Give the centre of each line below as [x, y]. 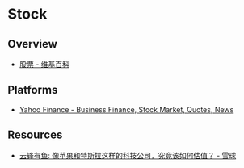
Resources [35, 135]
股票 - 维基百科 [44, 64]
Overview [33, 44]
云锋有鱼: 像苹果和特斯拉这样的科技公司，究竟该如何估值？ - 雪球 [128, 155]
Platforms [33, 90]
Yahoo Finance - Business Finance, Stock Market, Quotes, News [126, 109]
